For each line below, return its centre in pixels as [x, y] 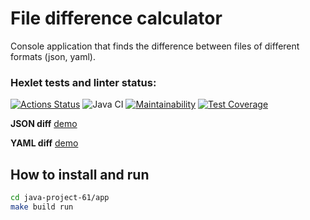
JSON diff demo [44, 124]
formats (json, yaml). [53, 56]
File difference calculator [116, 18]
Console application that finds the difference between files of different [155, 46]
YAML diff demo [44, 143]
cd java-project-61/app [60, 198]
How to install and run [80, 174]
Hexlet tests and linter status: [83, 82]
